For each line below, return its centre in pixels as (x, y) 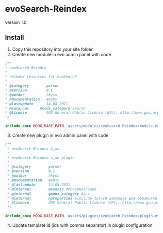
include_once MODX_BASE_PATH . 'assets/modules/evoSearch (63, 126)
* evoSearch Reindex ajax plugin (41, 158)
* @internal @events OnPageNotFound (52, 189)
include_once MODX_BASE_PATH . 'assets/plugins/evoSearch (63, 216)
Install (15, 38)
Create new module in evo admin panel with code (62, 54)
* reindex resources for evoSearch (41, 77)
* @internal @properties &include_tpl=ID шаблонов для (71, 198)
